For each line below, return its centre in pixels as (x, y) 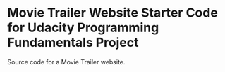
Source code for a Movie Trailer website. (66, 62)
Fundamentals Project (73, 43)
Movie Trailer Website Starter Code (113, 13)
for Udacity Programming (83, 28)
